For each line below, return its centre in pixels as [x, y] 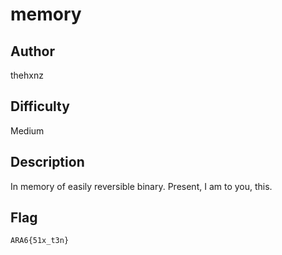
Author [32, 51]
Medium [27, 130]
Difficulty [40, 106]
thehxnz [27, 75]
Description [47, 162]
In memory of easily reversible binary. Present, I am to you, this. [141, 186]
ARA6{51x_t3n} [40, 241]
